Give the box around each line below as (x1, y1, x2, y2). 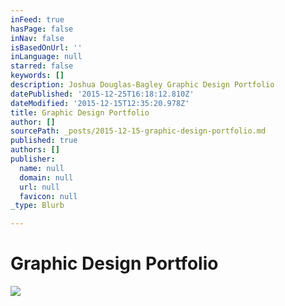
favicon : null (19, 191, 78, 201)
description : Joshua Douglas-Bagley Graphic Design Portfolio (10, 80, 275, 90)
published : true (10, 136, 78, 146)
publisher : (10, 154, 56, 164)
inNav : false (10, 33, 65, 43)
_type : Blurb (10, 201, 65, 211)
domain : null (19, 172, 74, 183)
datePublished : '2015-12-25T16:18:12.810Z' (10, 89, 195, 99)
